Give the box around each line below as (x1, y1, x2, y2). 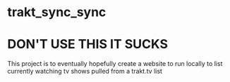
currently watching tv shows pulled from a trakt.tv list (7, 67, 162, 76)
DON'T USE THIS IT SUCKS (7, 36, 168, 53)
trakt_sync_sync (7, 4, 107, 20)
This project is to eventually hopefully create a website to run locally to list (7, 60, 223, 68)
